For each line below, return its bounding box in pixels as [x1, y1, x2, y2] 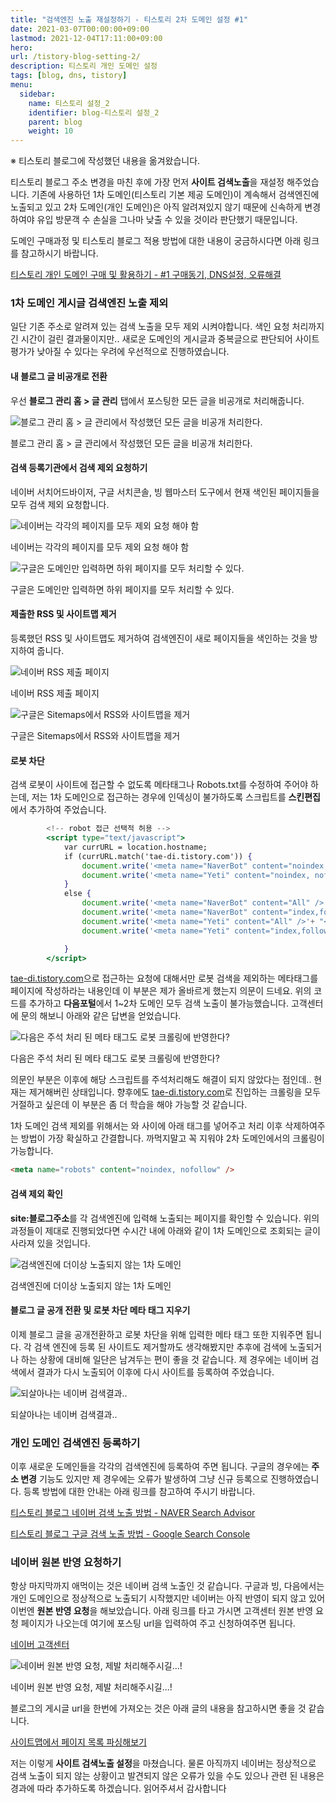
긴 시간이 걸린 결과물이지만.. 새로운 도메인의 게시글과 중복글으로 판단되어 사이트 [10, 333, 320, 345]
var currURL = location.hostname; [63, 842, 208, 852]
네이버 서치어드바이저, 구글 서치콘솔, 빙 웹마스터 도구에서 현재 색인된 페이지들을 [10, 486, 320, 498]
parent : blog [28, 117, 83, 127]
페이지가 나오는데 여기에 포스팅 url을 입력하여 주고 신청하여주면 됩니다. [20, 1617, 296, 1630]
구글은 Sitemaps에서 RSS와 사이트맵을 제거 [10, 730, 181, 742]
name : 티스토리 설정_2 [28, 98, 110, 108]
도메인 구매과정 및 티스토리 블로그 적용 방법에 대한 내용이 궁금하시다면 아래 [10, 235, 302, 247]
